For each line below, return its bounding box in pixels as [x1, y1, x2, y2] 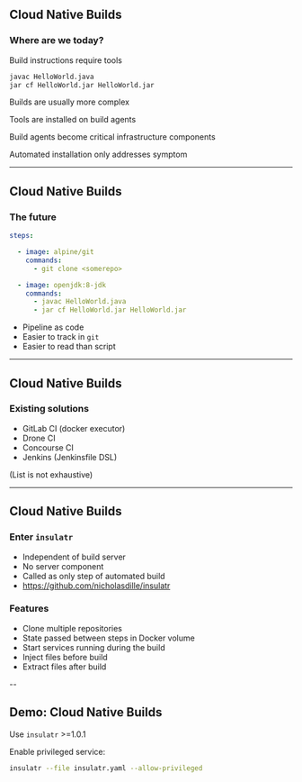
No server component [22, 560, 104, 571]
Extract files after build [22, 661, 107, 672]
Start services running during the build [22, 641, 165, 652]
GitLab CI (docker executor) [22, 423, 126, 433]
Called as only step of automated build [22, 570, 165, 581]
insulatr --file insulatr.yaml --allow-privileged [9, 763, 203, 773]
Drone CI [22, 432, 56, 443]
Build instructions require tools [9, 54, 123, 66]
